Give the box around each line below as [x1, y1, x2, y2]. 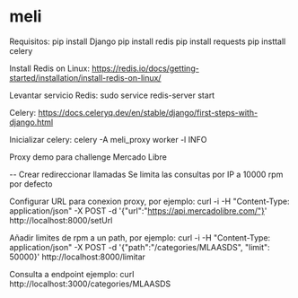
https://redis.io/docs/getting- [91, 63, 199, 74]
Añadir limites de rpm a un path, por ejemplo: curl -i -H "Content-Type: [9, 232, 271, 243]
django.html [9, 117, 54, 127]
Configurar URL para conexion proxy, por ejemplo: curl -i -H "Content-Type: [9, 196, 290, 206]
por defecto [9, 178, 53, 189]
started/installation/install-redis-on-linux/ [9, 72, 162, 83]
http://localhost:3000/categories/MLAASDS [9, 278, 171, 289]
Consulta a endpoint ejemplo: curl [9, 268, 135, 279]
